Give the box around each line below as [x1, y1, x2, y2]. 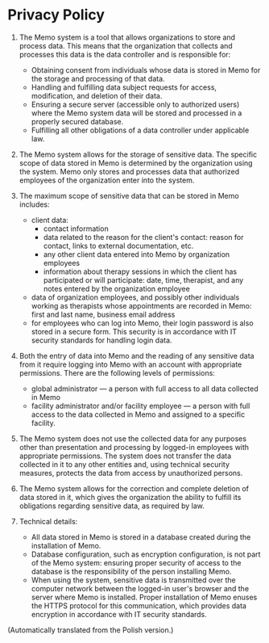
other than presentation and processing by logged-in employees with [19, 442, 250, 452]
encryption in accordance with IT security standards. [31, 609, 207, 619]
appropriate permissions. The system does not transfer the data [19, 451, 232, 460]
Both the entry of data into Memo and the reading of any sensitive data [19, 351, 255, 360]
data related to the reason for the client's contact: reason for [43, 232, 244, 242]
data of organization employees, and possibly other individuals [31, 292, 240, 302]
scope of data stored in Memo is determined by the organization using [19, 158, 253, 167]
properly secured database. [31, 116, 124, 126]
